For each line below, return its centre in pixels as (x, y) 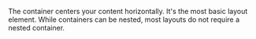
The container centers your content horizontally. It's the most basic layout (128, 11)
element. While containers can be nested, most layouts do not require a (124, 19)
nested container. (37, 28)
